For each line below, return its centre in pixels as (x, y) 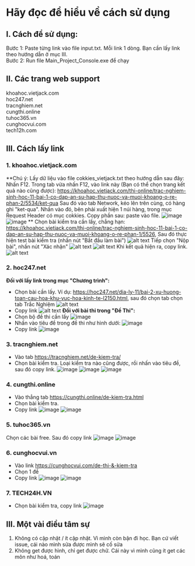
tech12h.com (21, 130)
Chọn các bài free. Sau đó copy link (49, 437)
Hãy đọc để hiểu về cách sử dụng (88, 13)
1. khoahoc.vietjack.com (41, 165)
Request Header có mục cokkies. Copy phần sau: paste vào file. (83, 215)
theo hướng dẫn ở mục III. (37, 54)
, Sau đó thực (171, 234)
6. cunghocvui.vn (32, 453)
